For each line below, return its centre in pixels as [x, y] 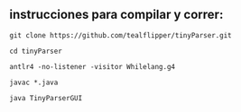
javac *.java [34, 82]
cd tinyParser [36, 51]
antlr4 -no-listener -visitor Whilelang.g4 [93, 66]
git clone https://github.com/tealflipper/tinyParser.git [120, 35]
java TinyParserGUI [46, 98]
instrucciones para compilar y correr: [116, 15]
